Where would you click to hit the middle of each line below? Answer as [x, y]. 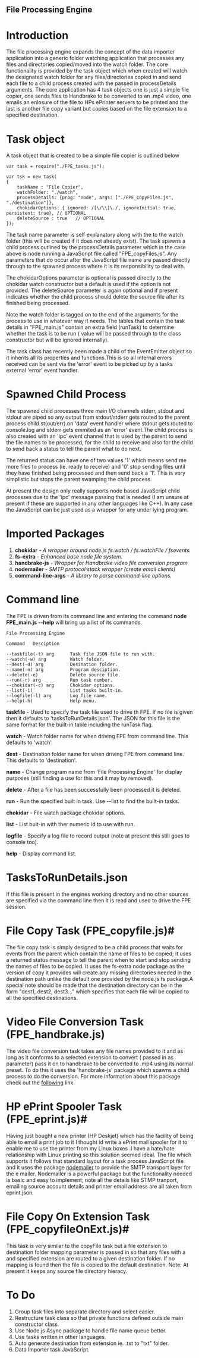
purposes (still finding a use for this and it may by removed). [80, 778]
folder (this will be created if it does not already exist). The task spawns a [96, 241]
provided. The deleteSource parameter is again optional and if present [92, 290]
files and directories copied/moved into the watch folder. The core [87, 64]
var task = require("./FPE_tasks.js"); [56, 167]
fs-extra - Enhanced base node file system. [69, 557]
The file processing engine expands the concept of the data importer [91, 52]
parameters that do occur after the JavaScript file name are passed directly [98, 260]
